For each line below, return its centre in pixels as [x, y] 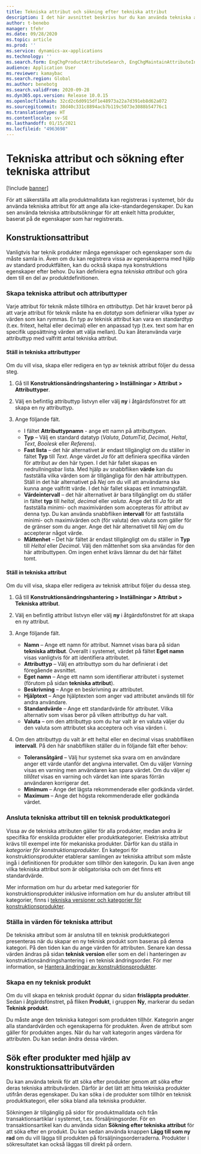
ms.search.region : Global [38, 79]
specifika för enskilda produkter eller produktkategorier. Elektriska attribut [97, 837]
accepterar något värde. [54, 533]
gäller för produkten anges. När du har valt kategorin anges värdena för [94, 1033]
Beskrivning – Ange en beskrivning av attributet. [84, 690]
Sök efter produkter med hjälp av [68, 1058]
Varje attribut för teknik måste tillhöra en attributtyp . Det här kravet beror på [100, 306]
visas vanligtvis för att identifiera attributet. [77, 657]
